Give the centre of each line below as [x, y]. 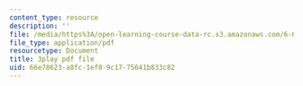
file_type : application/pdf [62, 43]
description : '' [40, 26]
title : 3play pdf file [52, 59]
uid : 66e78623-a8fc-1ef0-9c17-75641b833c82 [92, 68]
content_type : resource [54, 17]
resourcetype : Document [54, 51]
